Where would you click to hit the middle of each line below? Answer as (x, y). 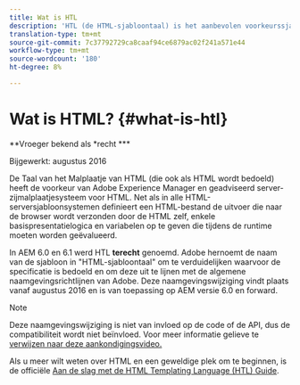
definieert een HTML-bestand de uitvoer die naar (192, 207)
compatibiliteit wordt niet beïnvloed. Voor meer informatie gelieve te (134, 334)
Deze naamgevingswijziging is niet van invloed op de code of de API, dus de (150, 324)
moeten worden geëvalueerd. (63, 235)
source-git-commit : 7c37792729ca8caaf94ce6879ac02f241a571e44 (127, 42)
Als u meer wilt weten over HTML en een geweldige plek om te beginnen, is (148, 361)
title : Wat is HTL (43, 17)
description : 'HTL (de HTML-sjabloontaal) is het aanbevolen (125, 26)
